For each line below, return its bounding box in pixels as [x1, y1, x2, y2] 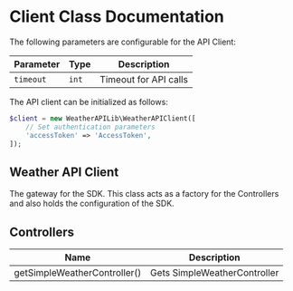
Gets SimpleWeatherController [150, 267, 279, 279]
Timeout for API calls [99, 73, 188, 85]
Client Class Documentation [9, 6, 224, 27]
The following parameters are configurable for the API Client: [9, 36, 237, 47]
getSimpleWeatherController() [14, 267, 142, 279]
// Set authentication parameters [25, 122, 156, 131]
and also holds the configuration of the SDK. [9, 198, 175, 209]
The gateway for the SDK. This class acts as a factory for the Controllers [9, 189, 279, 199]
